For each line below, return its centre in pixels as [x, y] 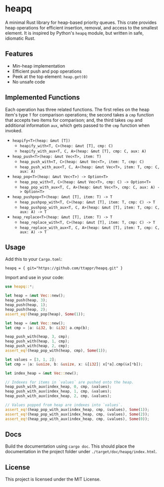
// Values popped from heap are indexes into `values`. [64, 405]
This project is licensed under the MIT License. [53, 479]
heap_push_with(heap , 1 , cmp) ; [37, 341]
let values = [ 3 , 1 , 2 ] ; [31, 359]
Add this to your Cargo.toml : [34, 259]
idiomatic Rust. [20, 38]
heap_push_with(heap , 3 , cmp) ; [37, 337]
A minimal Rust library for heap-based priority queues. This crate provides [81, 22]
